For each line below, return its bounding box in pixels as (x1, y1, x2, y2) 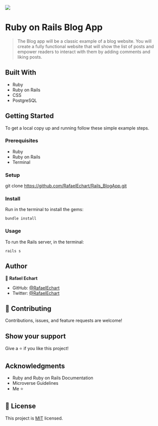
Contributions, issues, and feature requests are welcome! (5, 318, 123, 324)
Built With (5, 69, 36, 77)
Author (5, 262, 27, 271)
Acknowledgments (5, 361, 66, 370)
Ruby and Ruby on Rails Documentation (12, 375, 93, 381)
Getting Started (5, 112, 54, 120)
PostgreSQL (12, 97, 37, 103)
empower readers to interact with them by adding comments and (17, 49, 151, 55)
